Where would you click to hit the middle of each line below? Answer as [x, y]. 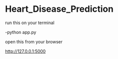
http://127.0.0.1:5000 [25, 51]
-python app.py [21, 32]
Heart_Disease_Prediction [59, 9]
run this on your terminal [30, 23]
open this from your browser [34, 42]
